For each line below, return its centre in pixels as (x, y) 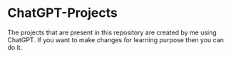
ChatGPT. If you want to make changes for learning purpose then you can (116, 39)
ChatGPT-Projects (62, 13)
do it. (15, 47)
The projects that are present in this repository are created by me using (112, 32)
